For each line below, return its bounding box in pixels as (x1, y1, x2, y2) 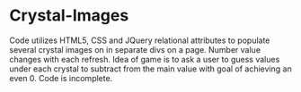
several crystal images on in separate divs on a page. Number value (9, 44, 261, 54)
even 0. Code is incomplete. (9, 72, 113, 83)
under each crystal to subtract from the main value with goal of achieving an (9, 63, 292, 74)
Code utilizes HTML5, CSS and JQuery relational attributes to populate (9, 35, 270, 46)
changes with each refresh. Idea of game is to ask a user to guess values (9, 54, 280, 64)
